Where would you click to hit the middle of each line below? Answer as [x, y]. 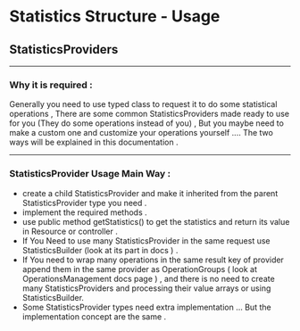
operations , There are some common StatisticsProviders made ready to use [150, 114]
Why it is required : [51, 85]
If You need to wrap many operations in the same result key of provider [153, 260]
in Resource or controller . [70, 231]
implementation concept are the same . [94, 316]
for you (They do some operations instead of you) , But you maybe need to [146, 123]
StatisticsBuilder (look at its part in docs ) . [100, 250]
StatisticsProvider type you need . [84, 203]
